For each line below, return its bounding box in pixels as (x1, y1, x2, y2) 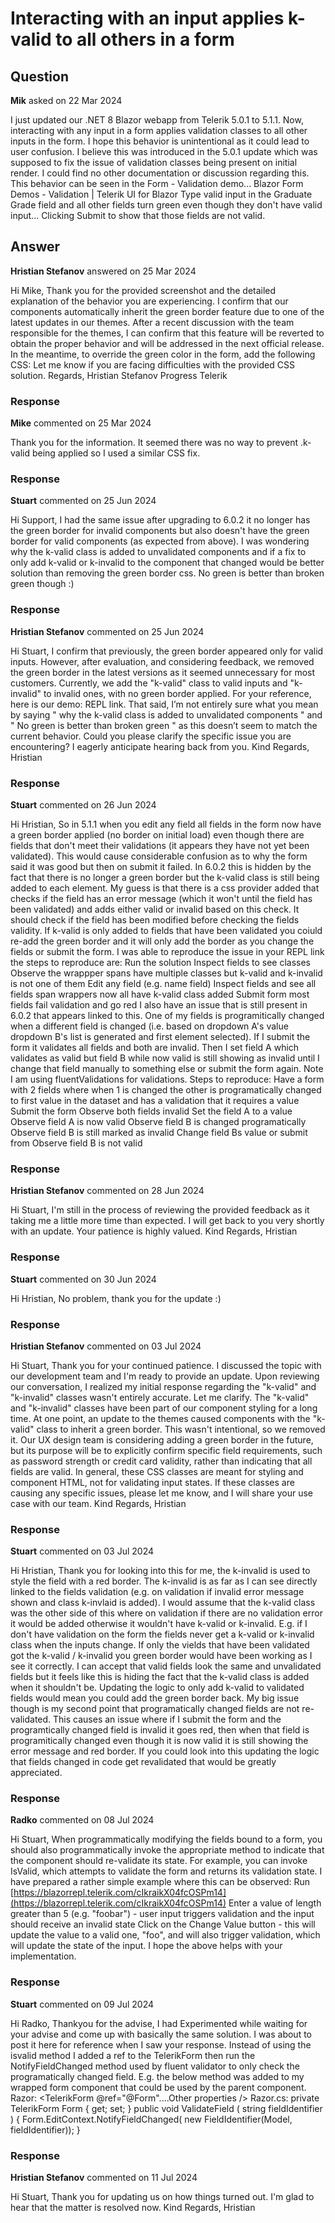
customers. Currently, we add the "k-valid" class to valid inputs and (10, 677, 288, 689)
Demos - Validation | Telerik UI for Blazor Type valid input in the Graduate (10, 188, 313, 200)
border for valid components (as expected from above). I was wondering (10, 535, 310, 547)
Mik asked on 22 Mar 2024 (10, 95, 123, 106)
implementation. (10, 1950, 77, 1962)
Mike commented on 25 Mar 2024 (10, 417, 152, 429)
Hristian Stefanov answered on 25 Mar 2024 (10, 265, 197, 277)
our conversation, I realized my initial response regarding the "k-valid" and (10, 1380, 317, 1392)
